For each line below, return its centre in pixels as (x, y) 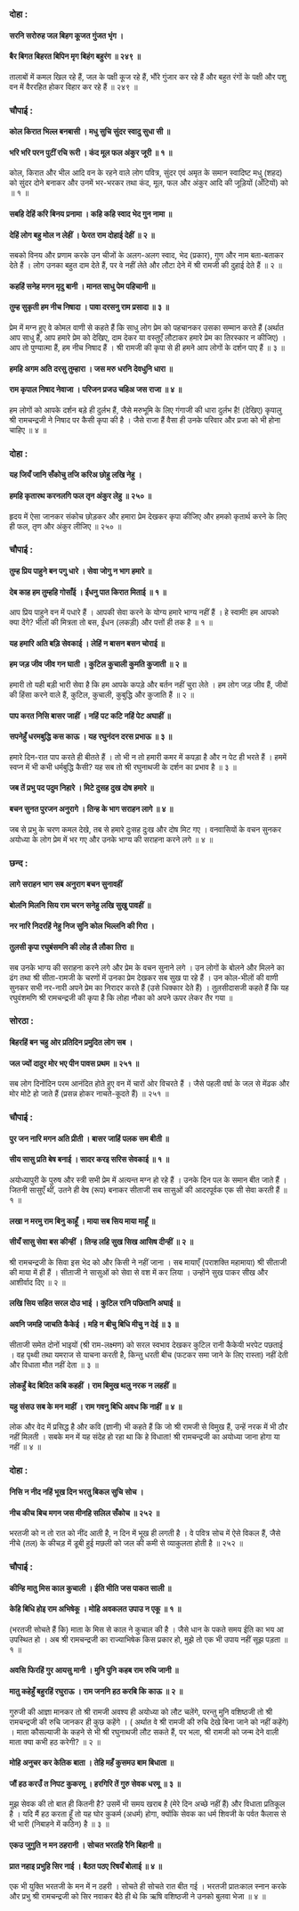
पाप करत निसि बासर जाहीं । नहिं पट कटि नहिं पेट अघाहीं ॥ (90, 716)
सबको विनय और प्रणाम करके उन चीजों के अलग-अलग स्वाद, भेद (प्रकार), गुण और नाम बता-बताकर (146, 255)
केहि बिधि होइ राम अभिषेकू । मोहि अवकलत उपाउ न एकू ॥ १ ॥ (95, 1609)
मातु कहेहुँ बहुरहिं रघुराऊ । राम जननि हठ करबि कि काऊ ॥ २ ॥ (96, 1692)
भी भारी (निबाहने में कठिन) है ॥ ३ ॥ (59, 1824)
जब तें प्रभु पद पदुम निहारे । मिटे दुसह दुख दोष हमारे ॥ (81, 788)
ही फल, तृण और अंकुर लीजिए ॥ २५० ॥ (65, 526)
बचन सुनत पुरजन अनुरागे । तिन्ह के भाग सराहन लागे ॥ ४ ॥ (91, 809)
